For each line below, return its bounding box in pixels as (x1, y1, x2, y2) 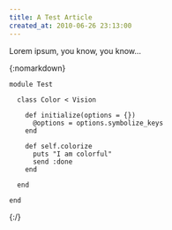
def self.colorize (25, 142, 93, 150)
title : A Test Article (9, 12, 93, 22)
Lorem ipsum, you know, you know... (9, 45, 142, 56)
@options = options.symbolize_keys (32, 119, 164, 127)
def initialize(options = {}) (25, 111, 137, 119)
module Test (9, 80, 53, 88)
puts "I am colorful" (32, 149, 113, 158)
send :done (32, 157, 73, 166)
